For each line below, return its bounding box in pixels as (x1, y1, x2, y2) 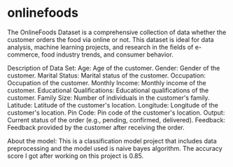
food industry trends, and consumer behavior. (41, 50, 174, 59)
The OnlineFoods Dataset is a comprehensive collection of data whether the (7, 28, 227, 36)
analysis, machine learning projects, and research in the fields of (7, 43, 194, 51)
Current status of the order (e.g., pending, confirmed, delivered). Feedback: (7, 115, 226, 124)
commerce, (7, 50, 41, 59)
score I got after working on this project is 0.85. (7, 152, 144, 160)
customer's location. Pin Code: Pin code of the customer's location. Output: (7, 108, 225, 117)
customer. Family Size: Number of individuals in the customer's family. (7, 93, 210, 102)
